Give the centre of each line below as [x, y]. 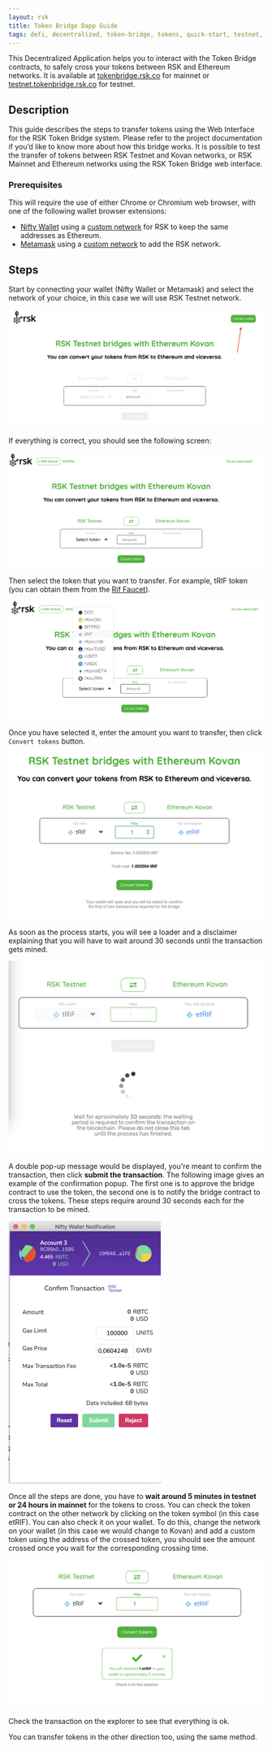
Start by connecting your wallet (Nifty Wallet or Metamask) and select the [131, 289]
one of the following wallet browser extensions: [88, 211]
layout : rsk [28, 17]
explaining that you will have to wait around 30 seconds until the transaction [136, 941]
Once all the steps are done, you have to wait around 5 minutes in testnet [133, 1496]
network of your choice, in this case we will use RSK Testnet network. [125, 298]
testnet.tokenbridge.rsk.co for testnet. [72, 84]
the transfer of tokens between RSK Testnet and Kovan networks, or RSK [130, 155]
